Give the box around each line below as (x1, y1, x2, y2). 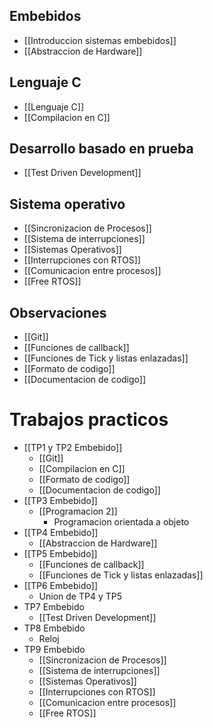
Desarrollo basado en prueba (9, 140, 194, 158)
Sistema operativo (9, 195, 126, 213)
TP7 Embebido (23, 601, 85, 613)
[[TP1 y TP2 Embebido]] (23, 442, 123, 453)
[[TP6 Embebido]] (23, 580, 99, 591)
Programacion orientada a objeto (53, 516, 190, 528)
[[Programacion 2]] (38, 505, 118, 517)
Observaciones (9, 304, 107, 321)
